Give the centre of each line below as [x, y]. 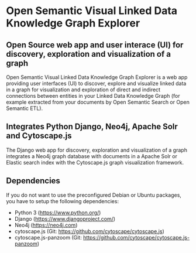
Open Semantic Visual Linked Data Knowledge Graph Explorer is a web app [97, 77]
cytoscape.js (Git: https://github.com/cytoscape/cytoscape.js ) [90, 231]
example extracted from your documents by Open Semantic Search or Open [98, 102]
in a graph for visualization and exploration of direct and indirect [83, 90]
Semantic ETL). [24, 108]
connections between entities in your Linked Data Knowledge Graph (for [93, 96]
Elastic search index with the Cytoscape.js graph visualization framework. [95, 162]
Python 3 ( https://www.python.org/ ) [58, 213]
